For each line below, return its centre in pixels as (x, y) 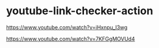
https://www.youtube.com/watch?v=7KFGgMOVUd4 (71, 39)
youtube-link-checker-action (80, 11)
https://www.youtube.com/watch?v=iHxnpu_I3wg (67, 27)
